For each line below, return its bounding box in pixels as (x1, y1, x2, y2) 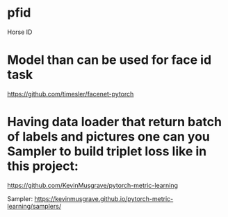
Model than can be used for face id (7, 52, 212, 68)
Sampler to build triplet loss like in (7, 144, 207, 159)
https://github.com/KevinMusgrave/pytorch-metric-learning (7, 181, 179, 189)
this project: (7, 158, 79, 174)
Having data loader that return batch (7, 114, 222, 130)
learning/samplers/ (7, 202, 61, 210)
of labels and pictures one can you (7, 129, 211, 145)
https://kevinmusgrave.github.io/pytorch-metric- (34, 194, 174, 202)
